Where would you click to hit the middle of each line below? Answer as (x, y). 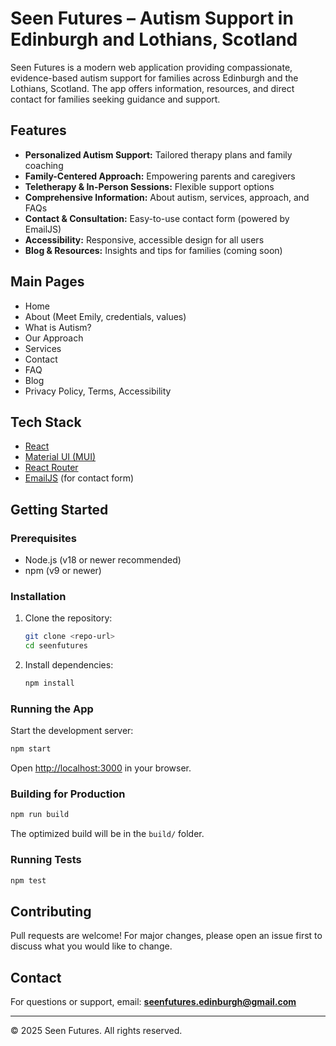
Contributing (51, 911)
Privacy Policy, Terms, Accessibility (98, 391)
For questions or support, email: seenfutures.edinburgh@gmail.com (153, 1002)
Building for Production (68, 794)
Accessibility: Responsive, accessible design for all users (144, 239)
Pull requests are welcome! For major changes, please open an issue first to (166, 936)
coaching (44, 165)
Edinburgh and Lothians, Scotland (154, 39)
